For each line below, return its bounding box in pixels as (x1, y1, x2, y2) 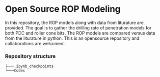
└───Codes (5, 68, 26, 73)
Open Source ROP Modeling (5, 3, 121, 15)
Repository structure (5, 52, 56, 59)
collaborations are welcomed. (5, 40, 65, 46)
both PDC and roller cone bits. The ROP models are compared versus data (5, 30, 156, 36)
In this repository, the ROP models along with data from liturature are (5, 20, 144, 26)
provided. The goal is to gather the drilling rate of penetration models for (5, 25, 152, 30)
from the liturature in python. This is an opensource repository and (5, 35, 140, 41)
